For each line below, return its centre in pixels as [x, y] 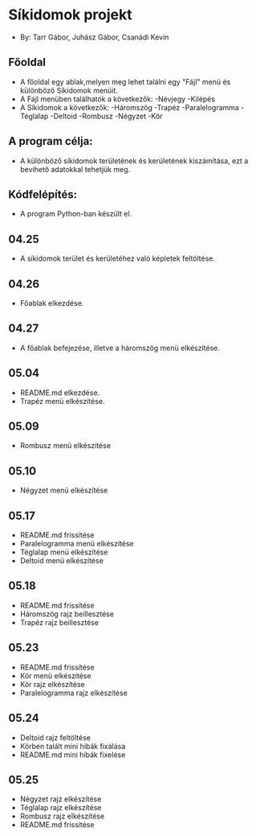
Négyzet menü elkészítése [64, 490]
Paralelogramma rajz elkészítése [74, 693]
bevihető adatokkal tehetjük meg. [75, 169]
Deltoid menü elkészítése [62, 561]
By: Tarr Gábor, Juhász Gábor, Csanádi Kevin [94, 37]
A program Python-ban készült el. [76, 214]
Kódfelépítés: [43, 194]
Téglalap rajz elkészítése [61, 808]
